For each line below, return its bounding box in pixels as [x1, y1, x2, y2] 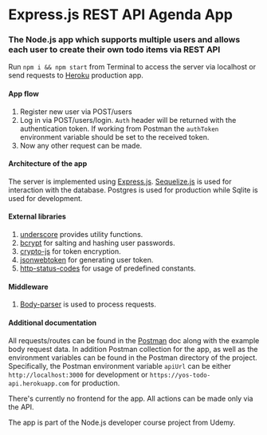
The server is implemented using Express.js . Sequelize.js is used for [8, 176, 232, 186]
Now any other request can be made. [19, 140, 143, 150]
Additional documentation [8, 318, 97, 327]
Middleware [8, 282, 49, 291]
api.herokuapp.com [8, 379, 69, 388]
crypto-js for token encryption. [19, 247, 121, 256]
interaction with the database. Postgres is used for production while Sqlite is [8, 185, 258, 195]
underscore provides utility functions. [19, 230, 143, 239]
